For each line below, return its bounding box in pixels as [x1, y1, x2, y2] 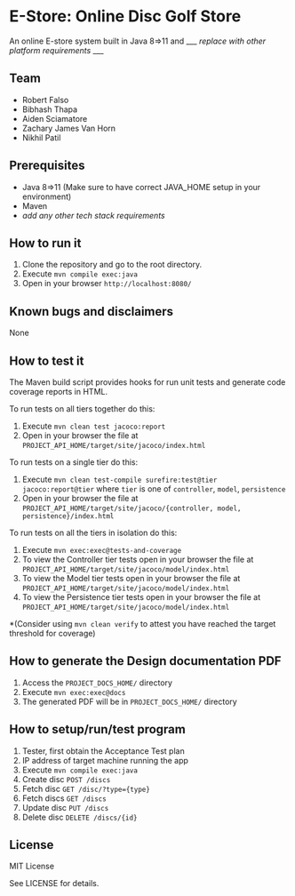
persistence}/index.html [21, 512, 115, 521]
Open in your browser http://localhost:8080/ [21, 278, 192, 289]
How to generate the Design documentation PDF [9, 653, 282, 668]
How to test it [9, 353, 84, 368]
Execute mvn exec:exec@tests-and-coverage [21, 545, 182, 555]
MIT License [9, 860, 55, 872]
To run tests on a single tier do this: [9, 457, 139, 468]
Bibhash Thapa [21, 104, 78, 115]
